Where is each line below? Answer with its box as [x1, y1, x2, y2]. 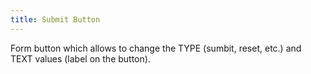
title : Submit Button [10, 14, 101, 25]
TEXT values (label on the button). [10, 52, 151, 65]
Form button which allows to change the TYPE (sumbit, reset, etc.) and [10, 42, 302, 54]
